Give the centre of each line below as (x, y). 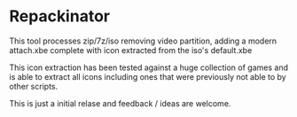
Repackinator (60, 16)
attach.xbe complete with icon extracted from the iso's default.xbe (131, 50)
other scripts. (34, 86)
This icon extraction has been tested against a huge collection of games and (149, 67)
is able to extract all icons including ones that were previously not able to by (148, 76)
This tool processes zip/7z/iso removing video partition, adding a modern (143, 41)
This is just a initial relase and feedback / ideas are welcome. (120, 103)
